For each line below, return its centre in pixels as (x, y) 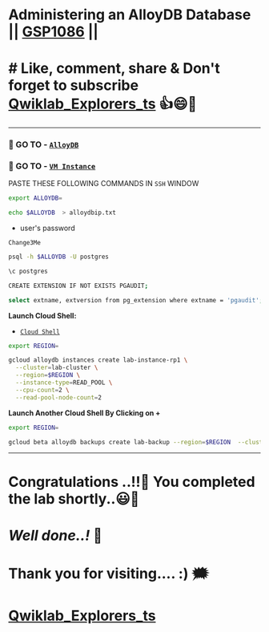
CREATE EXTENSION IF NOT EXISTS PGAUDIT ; (78, 286)
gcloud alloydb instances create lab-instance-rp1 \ (98, 360)
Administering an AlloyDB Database (130, 15)
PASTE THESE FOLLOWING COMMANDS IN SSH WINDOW (104, 184)
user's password (47, 228)
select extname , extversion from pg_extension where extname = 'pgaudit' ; (136, 300)
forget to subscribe (73, 85)
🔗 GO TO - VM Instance (52, 166)
